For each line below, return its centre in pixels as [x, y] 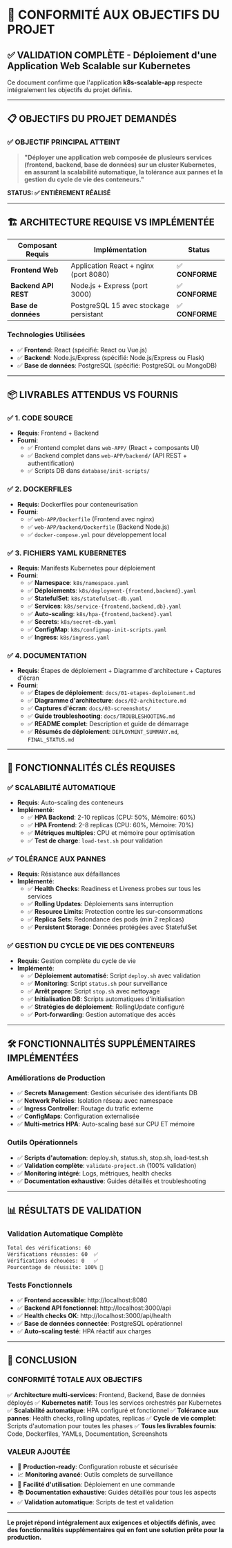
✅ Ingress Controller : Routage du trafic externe [85, 1108]
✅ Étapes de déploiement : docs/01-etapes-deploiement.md [111, 693]
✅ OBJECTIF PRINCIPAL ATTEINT [64, 142]
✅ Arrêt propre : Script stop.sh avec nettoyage [94, 991]
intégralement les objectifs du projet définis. [70, 90]
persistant [87, 314]
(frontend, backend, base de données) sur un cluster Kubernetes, [120, 164]
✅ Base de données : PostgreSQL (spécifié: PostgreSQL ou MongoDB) [117, 365]
